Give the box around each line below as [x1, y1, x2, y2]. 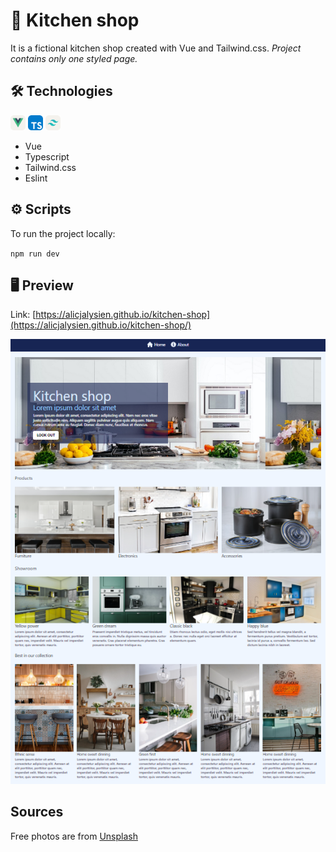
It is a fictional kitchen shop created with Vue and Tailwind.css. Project [10, 42, 302, 54]
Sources [10, 804, 64, 821]
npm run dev [10, 249, 60, 259]
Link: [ [10, 309, 37, 321]
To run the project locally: [10, 227, 116, 239]
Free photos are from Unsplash [10, 830, 138, 842]
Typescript [24, 150, 70, 163]
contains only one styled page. [10, 52, 138, 64]
